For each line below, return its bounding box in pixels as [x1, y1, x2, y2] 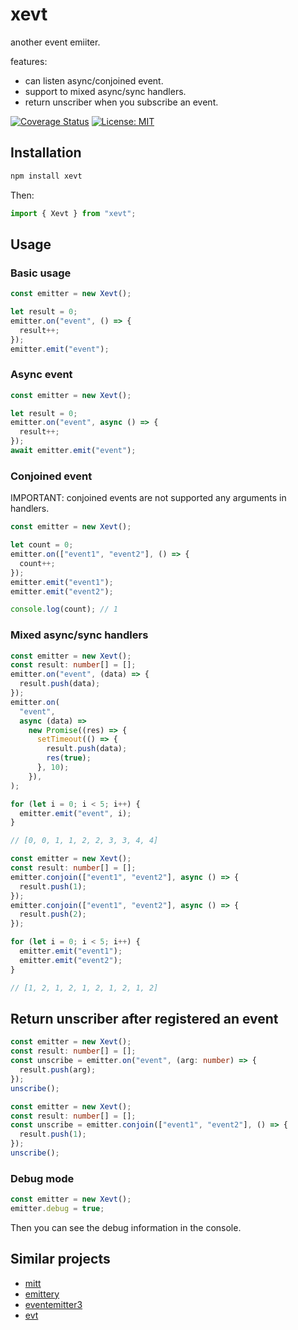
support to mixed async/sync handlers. [24, 85, 187, 97]
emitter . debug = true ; [10, 1204, 105, 1214]
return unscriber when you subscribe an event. [24, 96, 219, 108]
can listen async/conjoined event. [24, 74, 164, 87]
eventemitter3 [24, 1298, 83, 1310]
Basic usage [10, 266, 72, 280]
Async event [10, 368, 73, 382]
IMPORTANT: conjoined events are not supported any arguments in [10, 492, 287, 504]
